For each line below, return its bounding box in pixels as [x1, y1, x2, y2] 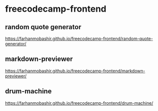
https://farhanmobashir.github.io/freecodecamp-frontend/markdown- [5, 68, 145, 74]
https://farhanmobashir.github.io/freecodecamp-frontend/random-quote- [5, 36, 153, 41]
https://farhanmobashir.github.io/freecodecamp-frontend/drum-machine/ [5, 100, 153, 106]
